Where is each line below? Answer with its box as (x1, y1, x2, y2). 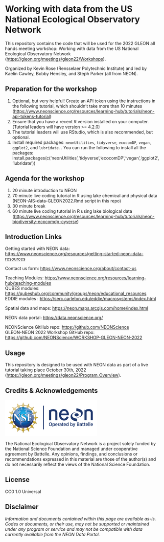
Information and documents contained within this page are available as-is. (5, 516, 156, 521)
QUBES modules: (5, 285, 40, 292)
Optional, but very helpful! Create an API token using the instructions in (12, 98, 156, 104)
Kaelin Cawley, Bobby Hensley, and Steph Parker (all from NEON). (5, 70, 138, 76)
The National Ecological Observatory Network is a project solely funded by (5, 441, 156, 447)
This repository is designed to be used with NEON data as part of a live (5, 362, 148, 368)
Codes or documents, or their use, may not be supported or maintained (5, 521, 149, 527)
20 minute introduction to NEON (12, 187, 77, 193)
